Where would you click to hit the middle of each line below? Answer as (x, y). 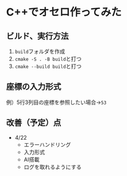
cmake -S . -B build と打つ (48, 59)
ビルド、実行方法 (38, 36)
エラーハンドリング (47, 144)
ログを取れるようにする (52, 166)
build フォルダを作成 (40, 51)
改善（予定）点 (34, 123)
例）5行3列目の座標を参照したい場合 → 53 (56, 102)
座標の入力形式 (34, 87)
